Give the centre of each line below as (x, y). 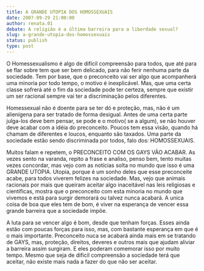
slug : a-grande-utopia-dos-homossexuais (58, 35)
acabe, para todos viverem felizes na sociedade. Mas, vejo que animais (96, 178)
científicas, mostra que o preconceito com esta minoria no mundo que (94, 191)
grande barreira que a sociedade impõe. (57, 210)
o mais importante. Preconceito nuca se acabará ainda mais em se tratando (101, 236)
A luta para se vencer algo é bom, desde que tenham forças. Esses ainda (98, 222)
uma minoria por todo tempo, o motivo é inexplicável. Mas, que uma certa (99, 83)
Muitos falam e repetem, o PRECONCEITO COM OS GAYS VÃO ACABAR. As (101, 152)
